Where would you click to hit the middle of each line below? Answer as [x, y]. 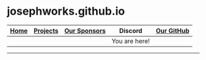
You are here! [131, 41]
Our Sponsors [85, 31]
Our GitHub [173, 31]
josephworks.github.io [66, 11]
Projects [46, 31]
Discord [131, 31]
